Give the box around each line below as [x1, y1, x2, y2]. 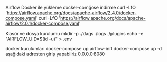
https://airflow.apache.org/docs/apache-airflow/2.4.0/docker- [7, 10, 137, 16]
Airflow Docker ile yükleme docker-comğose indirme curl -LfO [5, 5, 136, 10]
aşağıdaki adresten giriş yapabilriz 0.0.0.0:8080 [5, 51, 105, 57]
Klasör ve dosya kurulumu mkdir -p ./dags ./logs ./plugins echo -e [5, 30, 144, 36]
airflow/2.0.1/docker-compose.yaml [5, 20, 80, 26]
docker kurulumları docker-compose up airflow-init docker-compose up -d [5, 46, 162, 51]
